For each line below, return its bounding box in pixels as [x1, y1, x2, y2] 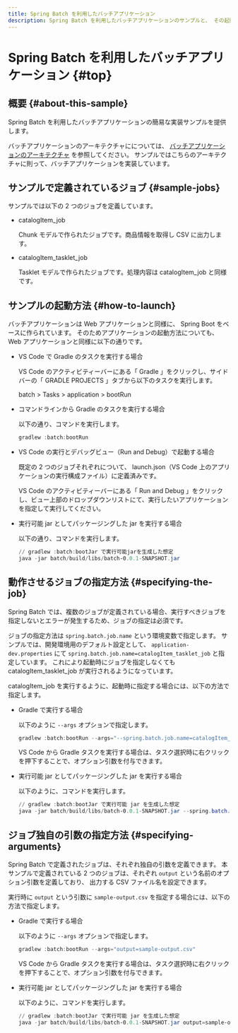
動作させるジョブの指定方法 [8, 577, 129, 589]
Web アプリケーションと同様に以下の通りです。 [8, 337, 147, 346]
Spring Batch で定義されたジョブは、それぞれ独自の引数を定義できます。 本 [8, 860, 228, 868]
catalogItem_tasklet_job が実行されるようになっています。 [8, 666, 177, 675]
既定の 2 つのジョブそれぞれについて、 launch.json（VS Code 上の [18, 463, 212, 471]
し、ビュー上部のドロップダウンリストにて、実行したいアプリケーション [18, 495, 229, 504]
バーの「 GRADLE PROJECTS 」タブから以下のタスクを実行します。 [18, 376, 217, 385]
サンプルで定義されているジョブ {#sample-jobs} [8, 182, 220, 194]
